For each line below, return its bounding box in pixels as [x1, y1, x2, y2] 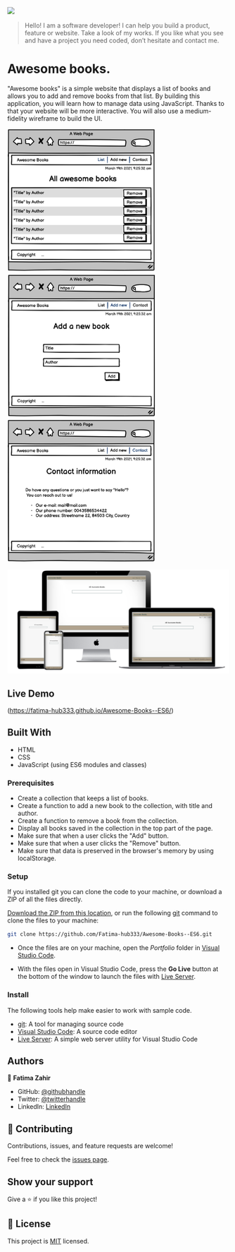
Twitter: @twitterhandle [17, 1095, 86, 1104]
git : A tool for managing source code [17, 1020, 125, 1028]
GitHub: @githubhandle [17, 1088, 86, 1096]
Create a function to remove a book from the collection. [17, 817, 179, 825]
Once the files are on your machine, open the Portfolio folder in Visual [17, 944, 220, 952]
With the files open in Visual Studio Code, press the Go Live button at [17, 965, 219, 973]
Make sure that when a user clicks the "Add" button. [17, 831, 169, 840]
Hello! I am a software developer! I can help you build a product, [24, 21, 210, 30]
